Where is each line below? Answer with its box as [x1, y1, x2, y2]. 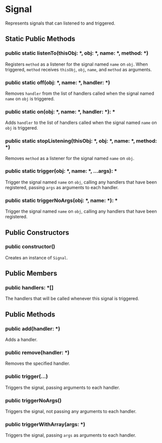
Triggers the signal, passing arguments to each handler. [5, 384, 120, 390]
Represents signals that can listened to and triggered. [5, 20, 115, 26]
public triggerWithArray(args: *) [5, 420, 85, 427]
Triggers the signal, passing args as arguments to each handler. [5, 432, 136, 438]
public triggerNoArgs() [5, 397, 61, 404]
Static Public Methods [5, 35, 75, 43]
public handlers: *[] [5, 284, 54, 291]
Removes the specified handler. [5, 360, 70, 367]
